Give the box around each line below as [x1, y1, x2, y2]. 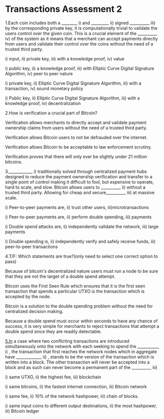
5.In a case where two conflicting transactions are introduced [5, 338, 130, 344]
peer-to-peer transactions [5, 244, 58, 250]
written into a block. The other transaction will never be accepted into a [5, 359, 150, 365]
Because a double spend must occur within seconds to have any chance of [5, 318, 158, 324]
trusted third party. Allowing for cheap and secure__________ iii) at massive [5, 189, 155, 195]
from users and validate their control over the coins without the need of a [5, 41, 154, 47]
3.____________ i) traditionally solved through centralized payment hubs [5, 168, 147, 174]
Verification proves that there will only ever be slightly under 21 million [5, 154, 147, 159]
